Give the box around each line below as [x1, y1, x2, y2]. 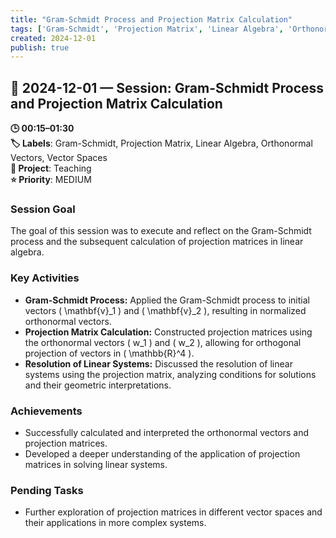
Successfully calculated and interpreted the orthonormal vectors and [24, 426, 310, 438]
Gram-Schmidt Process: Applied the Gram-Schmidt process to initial [24, 294, 310, 306]
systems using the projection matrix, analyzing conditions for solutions [24, 368, 317, 380]
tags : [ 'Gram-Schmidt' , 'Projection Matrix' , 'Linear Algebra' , [10, 24, 284, 34]
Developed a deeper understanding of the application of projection [24, 447, 301, 460]
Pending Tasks [10, 483, 84, 497]
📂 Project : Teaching [10, 162, 92, 175]
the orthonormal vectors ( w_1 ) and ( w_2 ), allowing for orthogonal [24, 336, 302, 348]
